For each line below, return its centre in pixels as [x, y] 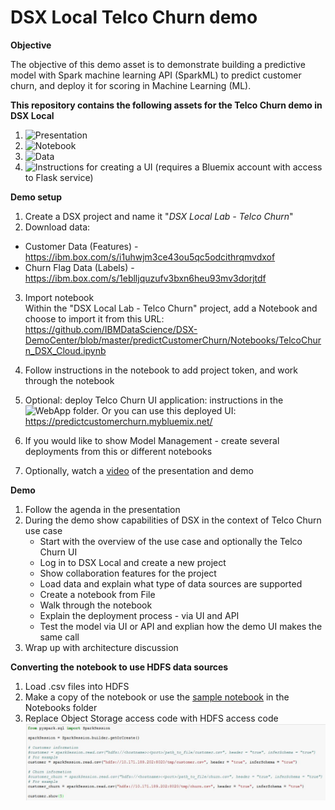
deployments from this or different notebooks [118, 451]
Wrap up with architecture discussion [101, 647]
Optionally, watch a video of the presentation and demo [139, 470]
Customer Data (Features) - [81, 246]
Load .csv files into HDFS [77, 686]
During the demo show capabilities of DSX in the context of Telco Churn [173, 520]
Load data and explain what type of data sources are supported [171, 583]
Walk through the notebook [96, 605]
